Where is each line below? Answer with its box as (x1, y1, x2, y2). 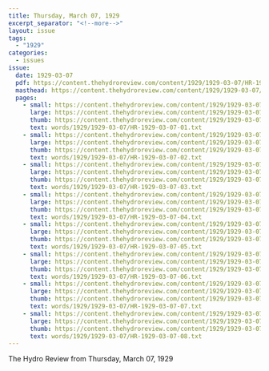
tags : (8, 34, 26, 42)
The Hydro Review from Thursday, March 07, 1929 (8, 354, 174, 364)
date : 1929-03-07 (15, 71, 74, 79)
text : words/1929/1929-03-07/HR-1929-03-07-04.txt (29, 213, 203, 221)
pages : (15, 94, 38, 102)
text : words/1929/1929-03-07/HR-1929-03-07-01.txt (29, 123, 203, 131)
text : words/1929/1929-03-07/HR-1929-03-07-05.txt (29, 243, 203, 251)
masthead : (15, 86, 48, 95)
